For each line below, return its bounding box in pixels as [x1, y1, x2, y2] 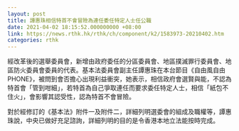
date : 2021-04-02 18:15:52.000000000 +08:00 [7, 23, 142, 30]
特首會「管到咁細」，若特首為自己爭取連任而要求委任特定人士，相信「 [7, 84, 210, 92]
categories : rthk [7, 37, 59, 44]
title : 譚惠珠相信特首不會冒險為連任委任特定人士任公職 [7, 17, 152, 24]
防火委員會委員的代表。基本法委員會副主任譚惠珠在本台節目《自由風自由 [13, 66, 225, 74]
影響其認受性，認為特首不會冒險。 [35, 93, 135, 101]
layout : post [7, 10, 46, 18]
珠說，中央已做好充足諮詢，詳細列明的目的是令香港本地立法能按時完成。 [7, 116, 219, 125]
